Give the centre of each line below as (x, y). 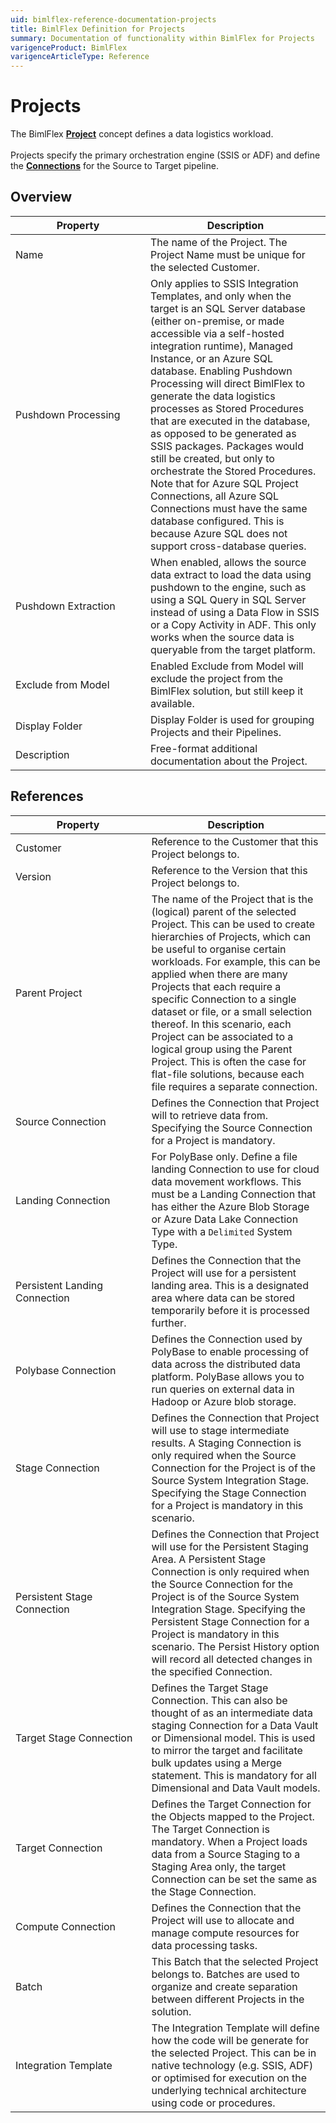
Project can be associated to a (222, 1036)
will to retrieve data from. (210, 1115)
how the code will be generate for (230, 2040)
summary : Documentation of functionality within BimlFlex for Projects (162, 38)
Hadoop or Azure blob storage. (224, 1401)
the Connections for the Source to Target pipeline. (114, 166)
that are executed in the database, (230, 421)
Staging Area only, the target (219, 1866)
